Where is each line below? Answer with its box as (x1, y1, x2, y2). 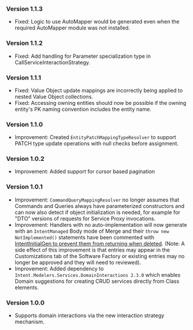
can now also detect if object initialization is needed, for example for (14, 209, 181, 216)
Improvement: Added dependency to (14, 265, 104, 272)
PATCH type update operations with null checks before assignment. (14, 140, 179, 147)
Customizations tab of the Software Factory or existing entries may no (14, 252, 185, 259)
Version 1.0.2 (6, 155, 45, 163)
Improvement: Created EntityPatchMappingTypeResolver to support (14, 134, 177, 141)
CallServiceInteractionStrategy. (14, 58, 91, 66)
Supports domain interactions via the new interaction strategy (14, 312, 165, 319)
